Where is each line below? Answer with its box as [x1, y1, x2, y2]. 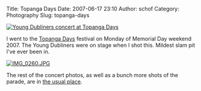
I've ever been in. [6, 48, 50, 55]
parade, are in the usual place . [6, 78, 83, 85]
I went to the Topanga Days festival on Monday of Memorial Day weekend [6, 35, 192, 42]
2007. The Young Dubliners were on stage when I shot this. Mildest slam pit [6, 42, 196, 49]
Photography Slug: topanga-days [6, 12, 90, 19]
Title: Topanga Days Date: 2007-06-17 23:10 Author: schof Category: [6, 5, 180, 12]
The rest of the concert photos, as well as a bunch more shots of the [6, 72, 178, 78]
